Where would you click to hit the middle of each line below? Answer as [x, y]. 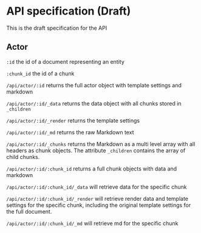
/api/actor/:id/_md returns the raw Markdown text [70, 132]
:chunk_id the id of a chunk [40, 73]
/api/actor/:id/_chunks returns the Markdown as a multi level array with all [101, 144]
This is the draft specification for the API [57, 28]
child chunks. [23, 157]
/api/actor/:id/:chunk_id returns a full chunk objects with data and [92, 169]
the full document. [29, 211]
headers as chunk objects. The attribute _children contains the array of [96, 150]
